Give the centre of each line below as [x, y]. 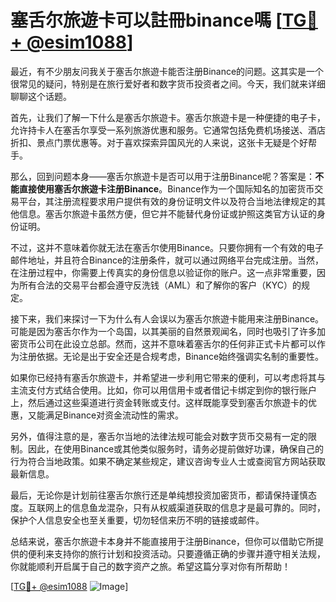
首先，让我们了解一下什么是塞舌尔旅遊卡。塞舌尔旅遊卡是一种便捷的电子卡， [168, 117]
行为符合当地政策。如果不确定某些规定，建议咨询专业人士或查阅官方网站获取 [168, 461]
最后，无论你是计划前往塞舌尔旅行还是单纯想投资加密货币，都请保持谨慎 [159, 495]
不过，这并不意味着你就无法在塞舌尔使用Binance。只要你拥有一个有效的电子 [167, 247]
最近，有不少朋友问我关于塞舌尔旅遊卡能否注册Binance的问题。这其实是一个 [167, 71]
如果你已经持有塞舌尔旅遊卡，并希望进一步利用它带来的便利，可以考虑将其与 [168, 377]
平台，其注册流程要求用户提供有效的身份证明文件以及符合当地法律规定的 [167, 201]
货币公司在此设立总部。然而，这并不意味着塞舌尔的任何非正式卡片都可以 [167, 343]
